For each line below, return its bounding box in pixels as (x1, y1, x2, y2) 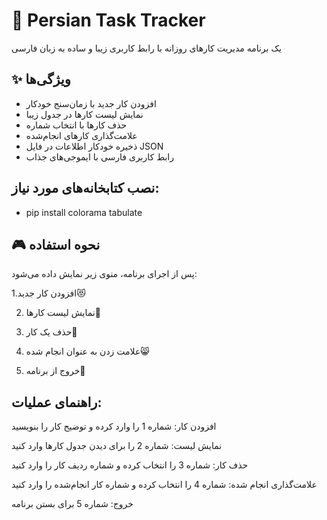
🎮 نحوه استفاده (11, 236, 101, 253)
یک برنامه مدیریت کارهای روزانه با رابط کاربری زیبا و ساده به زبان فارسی (11, 42, 282, 54)
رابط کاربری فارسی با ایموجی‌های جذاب (25, 150, 174, 163)
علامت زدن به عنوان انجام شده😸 (25, 345, 150, 358)
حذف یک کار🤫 (25, 326, 78, 338)
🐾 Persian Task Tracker (11, 9, 206, 32)
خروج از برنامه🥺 (25, 365, 86, 377)
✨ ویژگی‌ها (11, 71, 71, 88)
